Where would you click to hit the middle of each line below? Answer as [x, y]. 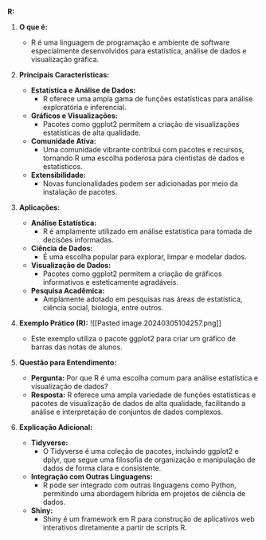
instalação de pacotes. [80, 192]
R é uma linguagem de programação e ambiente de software [130, 42]
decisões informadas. [78, 240]
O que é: [33, 27]
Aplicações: [39, 207]
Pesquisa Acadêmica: [68, 291]
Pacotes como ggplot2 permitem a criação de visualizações [141, 124]
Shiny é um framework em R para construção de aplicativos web [149, 519]
